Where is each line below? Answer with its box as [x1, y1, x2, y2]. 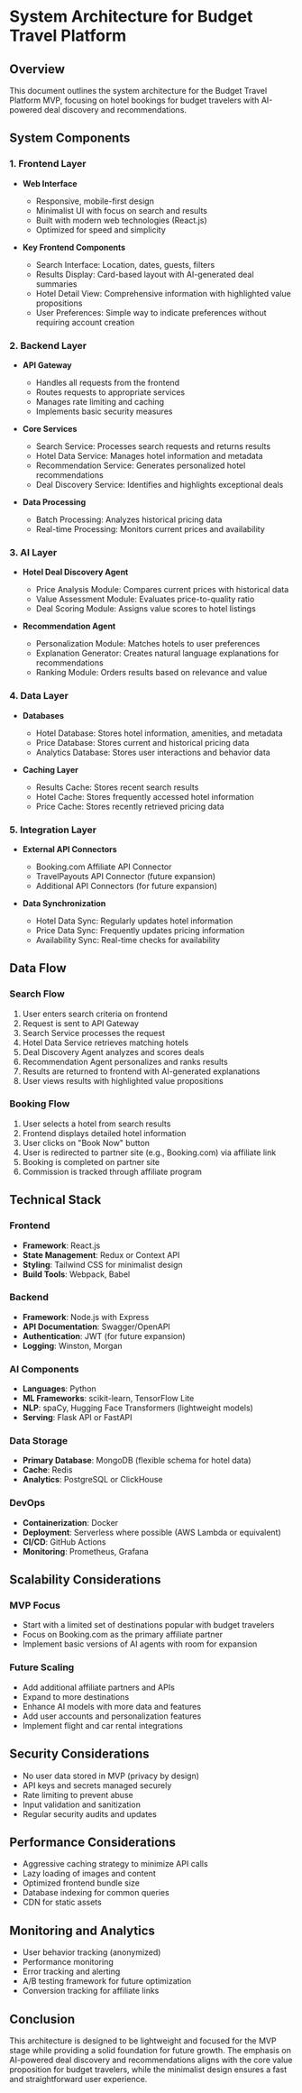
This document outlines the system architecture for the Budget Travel [9, 86, 268, 96]
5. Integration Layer [9, 823, 97, 836]
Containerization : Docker [22, 1517, 119, 1528]
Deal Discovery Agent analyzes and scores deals [22, 1046, 205, 1057]
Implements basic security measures [35, 406, 173, 417]
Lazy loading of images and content [22, 1868, 156, 1879]
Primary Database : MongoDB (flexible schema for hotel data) [22, 1455, 252, 1466]
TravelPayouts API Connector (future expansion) [35, 870, 216, 881]
